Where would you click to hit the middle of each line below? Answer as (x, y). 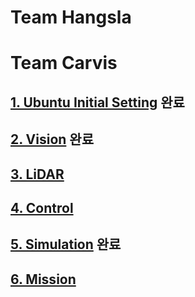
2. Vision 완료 (52, 139)
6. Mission (43, 279)
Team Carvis (64, 63)
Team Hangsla (71, 17)
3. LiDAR (37, 174)
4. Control (42, 207)
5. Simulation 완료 (66, 244)
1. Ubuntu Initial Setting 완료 (97, 102)
